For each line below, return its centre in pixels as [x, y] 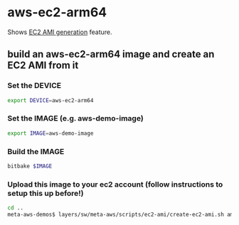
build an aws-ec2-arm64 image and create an [111, 54]
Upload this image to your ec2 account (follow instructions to [115, 184]
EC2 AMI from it [43, 66]
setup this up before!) [46, 193]
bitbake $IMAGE [30, 166]
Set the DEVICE [34, 86]
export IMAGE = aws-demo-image [51, 133]
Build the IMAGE [36, 151]
